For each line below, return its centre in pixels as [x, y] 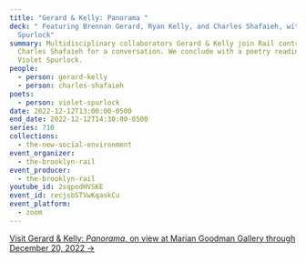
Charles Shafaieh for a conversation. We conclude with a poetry [144, 52]
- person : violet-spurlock [69, 102]
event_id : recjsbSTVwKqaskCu [65, 196]
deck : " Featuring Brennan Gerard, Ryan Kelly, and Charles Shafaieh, [146, 26]
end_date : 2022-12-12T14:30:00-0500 [79, 119]
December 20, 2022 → [52, 247]
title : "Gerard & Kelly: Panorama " [79, 18]
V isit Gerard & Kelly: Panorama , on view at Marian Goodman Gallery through [153, 238]
